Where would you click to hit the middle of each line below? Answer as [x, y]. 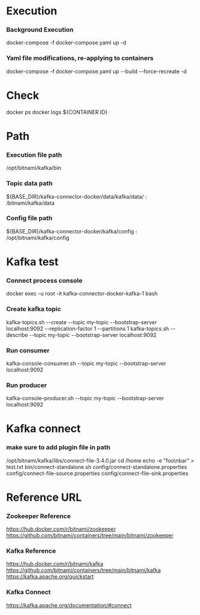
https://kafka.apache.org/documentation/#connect [69, 605]
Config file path [29, 218]
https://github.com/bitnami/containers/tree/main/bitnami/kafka [84, 570]
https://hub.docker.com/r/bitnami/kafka [55, 564]
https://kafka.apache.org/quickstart [50, 577]
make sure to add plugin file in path [58, 447]
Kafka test [32, 262]
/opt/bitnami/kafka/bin [34, 168]
